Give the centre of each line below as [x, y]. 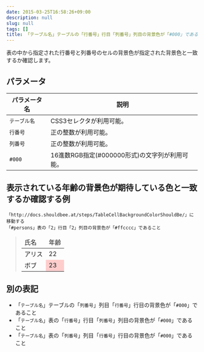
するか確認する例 [38, 199]
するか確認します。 [30, 60]
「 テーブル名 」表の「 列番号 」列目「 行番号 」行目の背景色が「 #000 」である [104, 335]
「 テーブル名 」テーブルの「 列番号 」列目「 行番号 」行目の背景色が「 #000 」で [106, 304]
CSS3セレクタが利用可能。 [89, 121]
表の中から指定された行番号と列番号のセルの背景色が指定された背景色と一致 [102, 53]
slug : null [20, 23]
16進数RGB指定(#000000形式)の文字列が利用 [116, 155]
